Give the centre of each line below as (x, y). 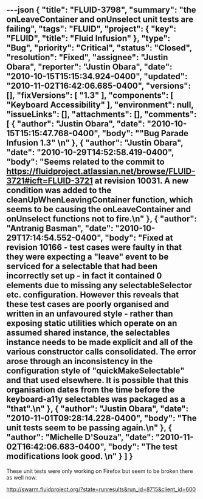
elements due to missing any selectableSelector (99, 285)
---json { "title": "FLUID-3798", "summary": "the (101, 10)
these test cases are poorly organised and (88, 304)
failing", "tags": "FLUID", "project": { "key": (91, 29)
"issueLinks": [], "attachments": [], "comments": (101, 115)
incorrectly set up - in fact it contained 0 (84, 276)
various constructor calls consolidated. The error (101, 352)
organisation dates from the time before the (91, 390)
